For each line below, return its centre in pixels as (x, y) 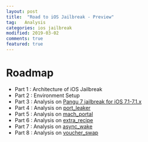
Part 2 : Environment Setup (47, 95)
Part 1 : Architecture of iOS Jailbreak (58, 89)
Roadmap (30, 73)
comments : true (25, 39)
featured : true (25, 44)
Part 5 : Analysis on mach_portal (54, 114)
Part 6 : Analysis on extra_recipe (54, 120)
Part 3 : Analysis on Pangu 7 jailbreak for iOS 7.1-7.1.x (78, 101)
